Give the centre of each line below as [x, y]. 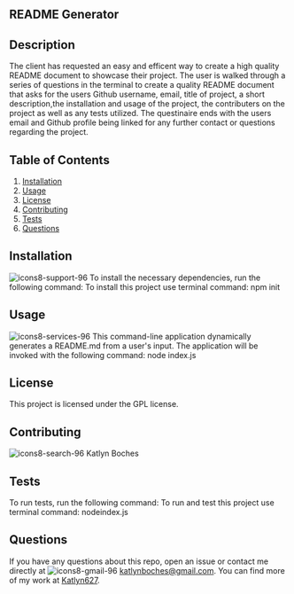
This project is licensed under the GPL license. [94, 404]
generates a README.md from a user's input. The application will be [134, 346]
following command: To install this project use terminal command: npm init [145, 286]
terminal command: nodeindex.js [69, 512]
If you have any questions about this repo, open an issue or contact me [139, 561]
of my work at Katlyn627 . [54, 580]
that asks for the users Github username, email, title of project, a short [137, 94]
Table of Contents [60, 160]
